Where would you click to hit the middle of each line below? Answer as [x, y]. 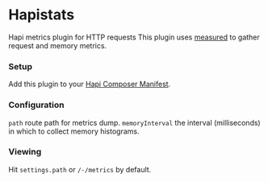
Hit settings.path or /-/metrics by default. [80, 169]
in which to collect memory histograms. [74, 131]
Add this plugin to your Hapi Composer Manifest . [90, 84]
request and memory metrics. [58, 45]
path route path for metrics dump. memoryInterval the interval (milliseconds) [134, 122]
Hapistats [42, 15]
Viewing [25, 152]
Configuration [36, 105]
